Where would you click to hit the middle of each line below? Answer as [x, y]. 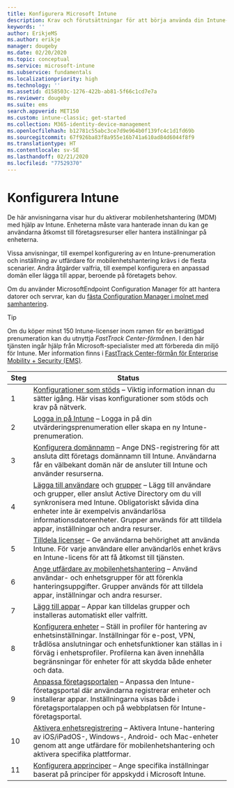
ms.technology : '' [34, 85]
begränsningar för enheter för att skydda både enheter [123, 661]
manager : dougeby [32, 46]
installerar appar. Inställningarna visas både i [106, 699]
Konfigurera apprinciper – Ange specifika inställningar [121, 765]
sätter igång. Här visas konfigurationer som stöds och [121, 398]
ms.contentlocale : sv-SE [43, 150]
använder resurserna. [68, 473]
